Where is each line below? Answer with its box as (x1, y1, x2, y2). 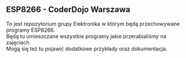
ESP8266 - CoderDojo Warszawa (6, 5, 130, 15)
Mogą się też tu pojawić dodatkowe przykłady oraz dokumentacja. (6, 45, 168, 52)
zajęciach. (6, 39, 31, 46)
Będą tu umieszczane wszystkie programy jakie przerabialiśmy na (6, 32, 167, 40)
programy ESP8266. (6, 26, 56, 33)
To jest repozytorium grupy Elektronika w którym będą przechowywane (6, 20, 180, 27)
